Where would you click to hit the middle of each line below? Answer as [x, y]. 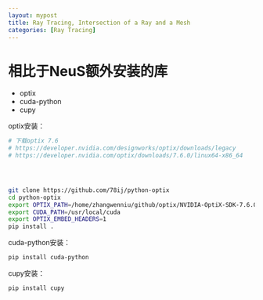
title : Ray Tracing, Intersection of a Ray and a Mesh [99, 23]
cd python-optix [34, 197]
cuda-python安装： [40, 243]
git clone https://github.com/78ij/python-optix [89, 190]
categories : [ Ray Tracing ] [52, 30]
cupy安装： [27, 273]
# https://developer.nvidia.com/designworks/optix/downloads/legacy [122, 148]
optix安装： [27, 126]
